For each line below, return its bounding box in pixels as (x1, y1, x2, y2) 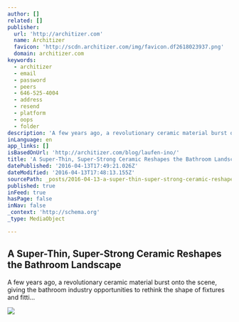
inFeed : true (7, 189, 46, 196)
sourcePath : (7, 176, 43, 183)
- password (14, 76, 46, 84)
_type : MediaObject (7, 215, 65, 222)
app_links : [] (7, 143, 50, 150)
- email (14, 70, 37, 77)
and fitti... (7, 293, 36, 301)
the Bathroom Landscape (7, 259, 122, 271)
